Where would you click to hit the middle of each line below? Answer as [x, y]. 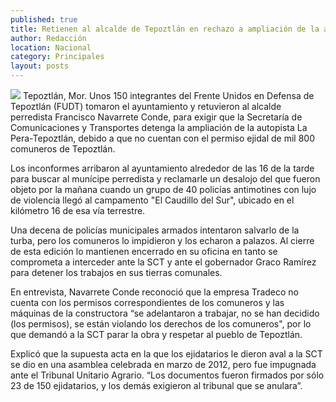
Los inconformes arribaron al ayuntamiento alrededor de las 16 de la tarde [162, 168]
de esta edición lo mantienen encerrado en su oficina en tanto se [144, 251]
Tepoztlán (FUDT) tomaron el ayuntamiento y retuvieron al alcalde [146, 106]
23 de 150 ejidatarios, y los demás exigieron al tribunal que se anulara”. [156, 385]
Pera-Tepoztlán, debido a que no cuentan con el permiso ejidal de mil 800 [162, 138]
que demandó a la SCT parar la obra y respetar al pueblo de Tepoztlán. [156, 334]
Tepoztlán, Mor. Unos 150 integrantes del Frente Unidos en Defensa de [168, 95]
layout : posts [40, 66]
